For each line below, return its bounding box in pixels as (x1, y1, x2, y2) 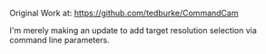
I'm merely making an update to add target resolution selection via (9, 25, 257, 35)
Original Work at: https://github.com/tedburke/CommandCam (9, 8, 239, 18)
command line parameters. (9, 35, 111, 45)
